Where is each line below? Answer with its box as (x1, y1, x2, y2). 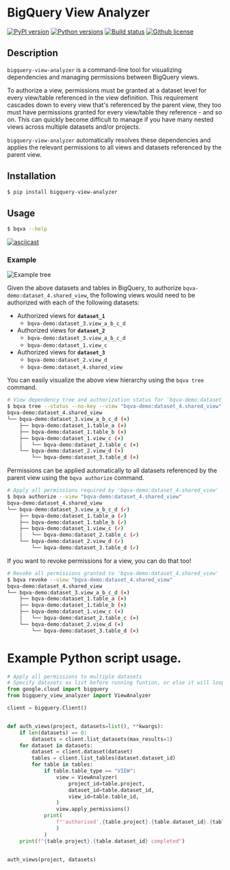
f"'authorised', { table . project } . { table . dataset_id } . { (55, 819, 213, 825)
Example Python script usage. (7, 650, 181, 666)
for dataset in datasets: (19, 742, 94, 749)
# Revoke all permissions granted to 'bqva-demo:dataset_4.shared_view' (7, 570, 219, 577)
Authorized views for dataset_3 (16, 348, 105, 357)
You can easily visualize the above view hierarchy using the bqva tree (7, 376, 204, 385)
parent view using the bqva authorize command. (7, 474, 144, 482)
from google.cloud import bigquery (7, 686, 109, 693)
